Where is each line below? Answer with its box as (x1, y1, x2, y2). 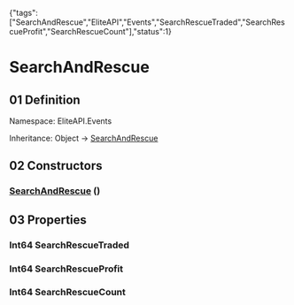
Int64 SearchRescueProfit (9, 263, 124, 275)
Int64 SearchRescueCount (9, 286, 127, 299)
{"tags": (9, 8, 38, 18)
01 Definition (9, 92, 81, 107)
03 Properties (9, 212, 87, 227)
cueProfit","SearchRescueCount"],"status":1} (9, 27, 173, 36)
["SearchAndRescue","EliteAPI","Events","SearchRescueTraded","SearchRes (9, 17, 285, 27)
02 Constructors (9, 158, 103, 173)
